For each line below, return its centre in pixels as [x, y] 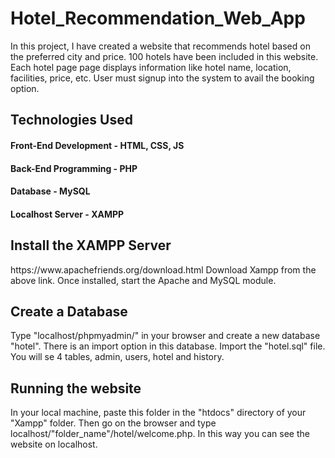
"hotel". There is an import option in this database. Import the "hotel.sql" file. [168, 346]
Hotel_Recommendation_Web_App [158, 18]
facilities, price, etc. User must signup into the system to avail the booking [162, 78]
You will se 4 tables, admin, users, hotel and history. [117, 357]
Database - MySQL [50, 191]
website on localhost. [54, 444]
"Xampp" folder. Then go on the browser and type [113, 423]
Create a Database [69, 311]
